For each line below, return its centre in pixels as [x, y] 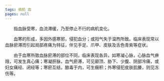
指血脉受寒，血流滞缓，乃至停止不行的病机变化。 [63, 28]
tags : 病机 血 [18, 9]
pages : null [17, 14]
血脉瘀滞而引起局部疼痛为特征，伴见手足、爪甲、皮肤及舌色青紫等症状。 [78, 45]
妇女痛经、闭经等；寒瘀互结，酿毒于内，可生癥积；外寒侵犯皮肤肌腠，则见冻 [82, 67]
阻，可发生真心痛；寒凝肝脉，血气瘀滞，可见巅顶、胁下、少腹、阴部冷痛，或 [82, 61]
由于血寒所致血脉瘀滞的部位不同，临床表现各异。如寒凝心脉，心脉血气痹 [86, 55]
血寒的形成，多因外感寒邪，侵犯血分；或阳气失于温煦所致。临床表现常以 [86, 39]
